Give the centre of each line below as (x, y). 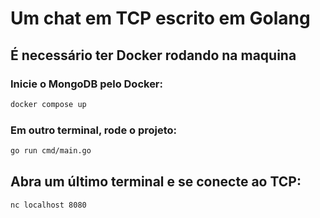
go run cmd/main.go (51, 151)
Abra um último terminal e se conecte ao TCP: (156, 182)
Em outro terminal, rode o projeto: (94, 130)
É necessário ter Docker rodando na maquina (153, 55)
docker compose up (48, 104)
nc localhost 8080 (48, 205)
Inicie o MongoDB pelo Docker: (87, 84)
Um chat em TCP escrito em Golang (160, 18)
